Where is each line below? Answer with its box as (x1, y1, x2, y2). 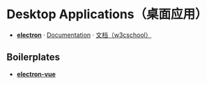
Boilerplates (6, 52, 61, 63)
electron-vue (16, 70, 56, 78)
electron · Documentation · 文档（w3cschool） (16, 31, 152, 39)
